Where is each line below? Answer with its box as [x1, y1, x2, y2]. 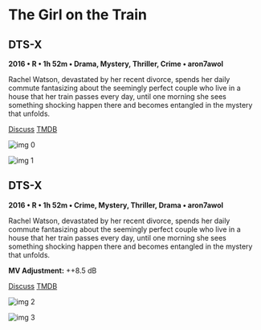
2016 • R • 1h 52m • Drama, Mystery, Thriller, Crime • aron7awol [8, 59, 223, 68]
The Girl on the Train [8, 6, 147, 24]
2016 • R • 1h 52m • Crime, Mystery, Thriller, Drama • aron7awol [8, 200, 223, 210]
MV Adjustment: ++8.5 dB [8, 266, 97, 275]
